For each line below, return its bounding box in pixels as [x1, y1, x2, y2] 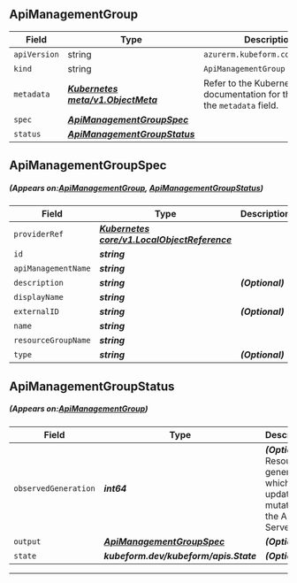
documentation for [202, 88, 281, 100]
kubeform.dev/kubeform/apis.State [103, 549, 257, 562]
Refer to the [202, 77, 253, 89]
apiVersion [13, 49, 59, 59]
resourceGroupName [13, 335, 91, 346]
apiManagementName [13, 264, 91, 273]
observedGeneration [13, 483, 95, 494]
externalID [13, 307, 59, 317]
